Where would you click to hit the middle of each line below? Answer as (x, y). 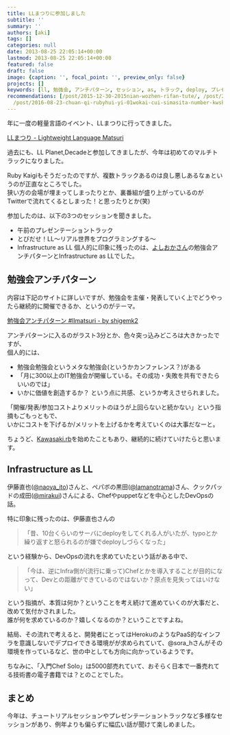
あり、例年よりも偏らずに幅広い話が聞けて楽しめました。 (117, 725)
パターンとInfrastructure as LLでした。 (84, 256)
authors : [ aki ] (29, 33)
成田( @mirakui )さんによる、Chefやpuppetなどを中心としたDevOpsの (116, 495)
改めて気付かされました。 (43, 611)
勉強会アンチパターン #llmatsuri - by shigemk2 (73, 320)
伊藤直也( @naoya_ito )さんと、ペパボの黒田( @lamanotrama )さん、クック (109, 487)
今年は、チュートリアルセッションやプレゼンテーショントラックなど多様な (112, 716)
